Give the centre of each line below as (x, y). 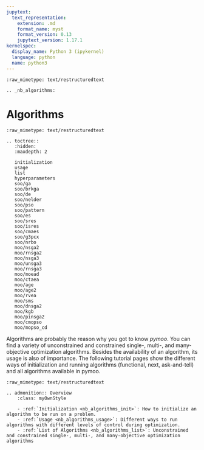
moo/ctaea (27, 280)
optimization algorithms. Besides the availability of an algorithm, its (114, 352)
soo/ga (23, 184)
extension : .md (36, 23)
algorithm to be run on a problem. (51, 415)
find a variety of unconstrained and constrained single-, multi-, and (90, 345)
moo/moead (27, 275)
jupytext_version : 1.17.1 (50, 40)
